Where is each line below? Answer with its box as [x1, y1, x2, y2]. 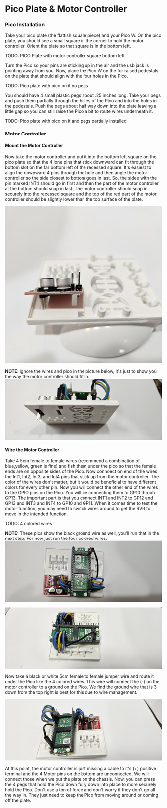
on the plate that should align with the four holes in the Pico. [5, 73, 128, 79]
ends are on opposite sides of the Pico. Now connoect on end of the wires [5, 468, 158, 474]
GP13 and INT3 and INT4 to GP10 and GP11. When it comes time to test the [5, 500, 158, 506]
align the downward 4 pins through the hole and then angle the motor [5, 169, 148, 175]
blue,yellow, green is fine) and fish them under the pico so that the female [5, 463, 156, 469]
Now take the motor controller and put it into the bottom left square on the [5, 153, 157, 160]
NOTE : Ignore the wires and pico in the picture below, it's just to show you [5, 368, 157, 374]
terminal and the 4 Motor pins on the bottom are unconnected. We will [5, 771, 149, 777]
